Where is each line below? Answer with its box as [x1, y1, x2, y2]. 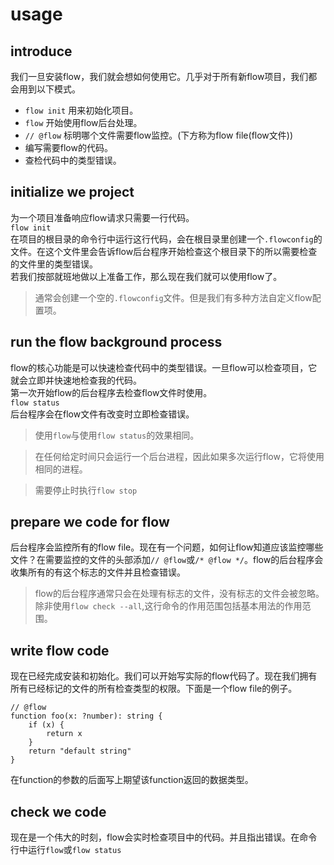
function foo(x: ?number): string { [10, 711, 163, 722]
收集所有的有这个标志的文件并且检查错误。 [10, 566, 186, 578]
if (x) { [28, 720, 65, 730]
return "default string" [28, 746, 132, 757]
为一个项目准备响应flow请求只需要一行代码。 [10, 211, 195, 223]
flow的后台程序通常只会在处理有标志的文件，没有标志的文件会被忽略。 [34, 588, 325, 600]
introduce [10, 43, 73, 60]
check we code [10, 803, 107, 820]
